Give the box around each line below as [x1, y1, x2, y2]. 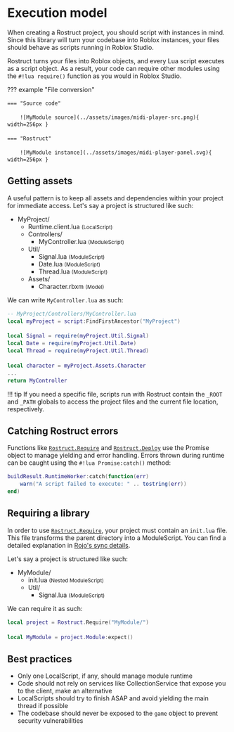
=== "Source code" [7, 100, 61, 107]
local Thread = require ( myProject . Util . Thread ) [7, 347, 150, 354]
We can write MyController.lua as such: [7, 295, 124, 304]
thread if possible [17, 702, 69, 710]
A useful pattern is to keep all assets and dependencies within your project [7, 193, 223, 202]
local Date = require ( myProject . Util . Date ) [7, 340, 137, 347]
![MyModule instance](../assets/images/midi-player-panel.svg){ [20, 149, 212, 156]
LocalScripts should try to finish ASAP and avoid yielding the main [17, 694, 209, 702]
